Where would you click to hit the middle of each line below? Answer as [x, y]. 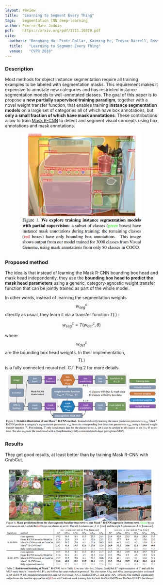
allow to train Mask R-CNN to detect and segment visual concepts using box [81, 120]
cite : [10, 36]
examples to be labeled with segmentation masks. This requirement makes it [81, 84]
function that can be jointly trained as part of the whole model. [67, 288]
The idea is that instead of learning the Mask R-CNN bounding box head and [81, 273]
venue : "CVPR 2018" [31, 51]
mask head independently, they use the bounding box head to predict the [79, 278]
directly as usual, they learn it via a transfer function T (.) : [62, 315]
